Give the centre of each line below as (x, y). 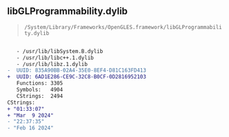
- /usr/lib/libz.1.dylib (52, 64)
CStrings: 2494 (40, 96)
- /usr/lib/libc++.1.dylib (55, 58)
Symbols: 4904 (40, 90)
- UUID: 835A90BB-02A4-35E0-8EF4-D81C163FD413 (77, 71)
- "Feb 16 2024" (30, 128)
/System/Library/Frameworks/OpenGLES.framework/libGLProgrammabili (123, 27)
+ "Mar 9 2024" (30, 115)
